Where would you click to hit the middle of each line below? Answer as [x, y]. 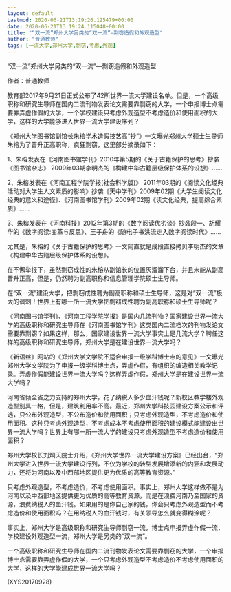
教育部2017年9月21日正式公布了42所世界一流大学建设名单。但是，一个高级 [113, 95]
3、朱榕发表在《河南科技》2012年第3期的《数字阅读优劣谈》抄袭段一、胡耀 [114, 223]
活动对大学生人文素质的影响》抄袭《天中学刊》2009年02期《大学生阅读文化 [115, 191]
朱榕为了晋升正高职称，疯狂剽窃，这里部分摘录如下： [82, 145]
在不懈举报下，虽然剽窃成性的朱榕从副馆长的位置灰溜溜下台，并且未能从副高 [115, 269]
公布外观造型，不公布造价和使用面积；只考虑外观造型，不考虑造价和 [121, 414]
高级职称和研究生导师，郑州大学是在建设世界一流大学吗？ [100, 342]
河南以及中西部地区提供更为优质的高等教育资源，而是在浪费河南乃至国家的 [112, 495]
